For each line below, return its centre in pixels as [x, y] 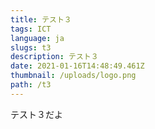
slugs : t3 [31, 47]
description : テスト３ [54, 57]
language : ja [37, 38]
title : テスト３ [41, 19]
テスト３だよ [36, 114]
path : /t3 [31, 85]
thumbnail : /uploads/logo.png [73, 76]
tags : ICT [31, 29]
